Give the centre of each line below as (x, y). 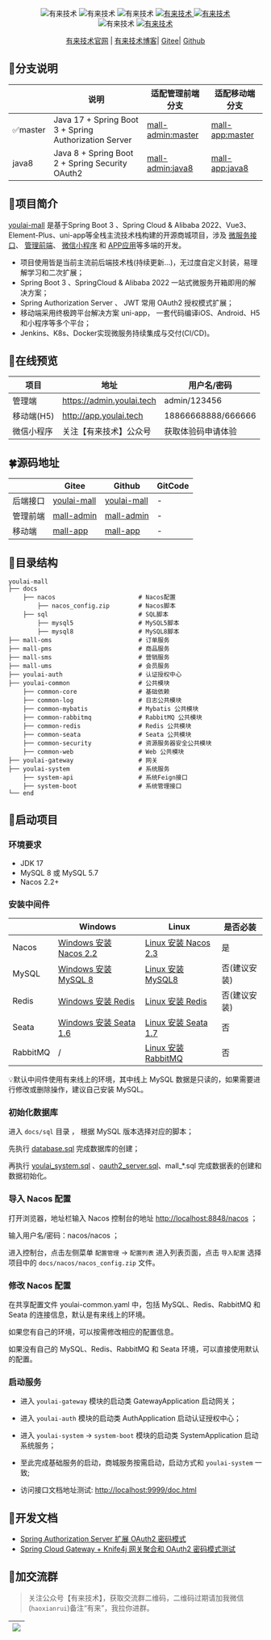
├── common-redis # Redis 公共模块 (107, 726)
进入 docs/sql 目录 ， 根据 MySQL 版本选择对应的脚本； (101, 1132)
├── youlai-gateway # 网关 (83, 761)
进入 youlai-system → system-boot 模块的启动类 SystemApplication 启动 (139, 1436)
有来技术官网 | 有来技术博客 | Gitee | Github (135, 41)
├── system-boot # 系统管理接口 (102, 786)
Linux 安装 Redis (176, 1002)
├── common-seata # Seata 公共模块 (107, 735)
